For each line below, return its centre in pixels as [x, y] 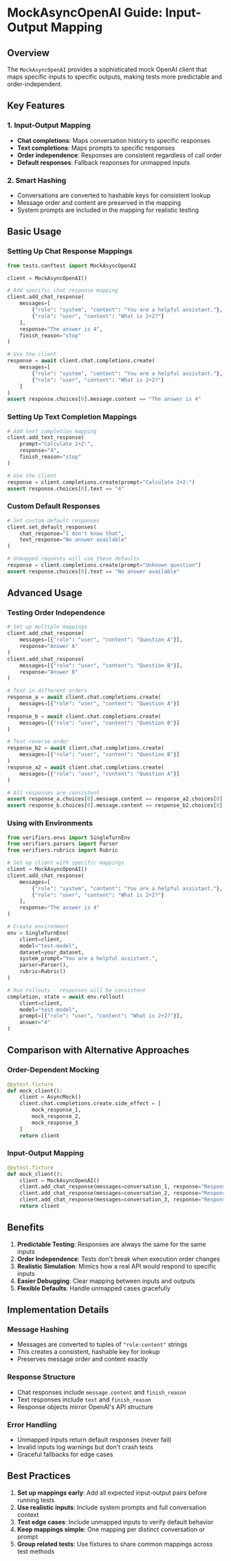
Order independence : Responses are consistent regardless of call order [119, 155]
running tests [36, 1500]
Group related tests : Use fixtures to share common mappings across [115, 1544]
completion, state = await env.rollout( [66, 997]
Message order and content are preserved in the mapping [99, 202]
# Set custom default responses [53, 520]
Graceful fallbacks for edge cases [65, 1455]
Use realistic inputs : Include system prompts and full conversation [111, 1507]
